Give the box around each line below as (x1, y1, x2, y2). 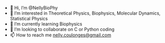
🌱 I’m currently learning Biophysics (10, 21, 82, 27)
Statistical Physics (10, 16, 48, 21)
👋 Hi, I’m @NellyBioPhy (10, 5, 58, 11)
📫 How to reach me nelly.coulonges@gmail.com (10, 32, 112, 38)
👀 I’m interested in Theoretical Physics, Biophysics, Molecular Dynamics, (10, 10, 161, 16)
